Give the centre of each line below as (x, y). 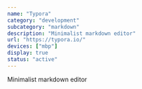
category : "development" (43, 20)
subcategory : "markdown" (43, 27)
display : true (28, 53)
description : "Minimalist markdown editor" (72, 33)
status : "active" (33, 60)
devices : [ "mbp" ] (33, 46)
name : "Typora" (29, 14)
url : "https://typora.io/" (47, 40)
